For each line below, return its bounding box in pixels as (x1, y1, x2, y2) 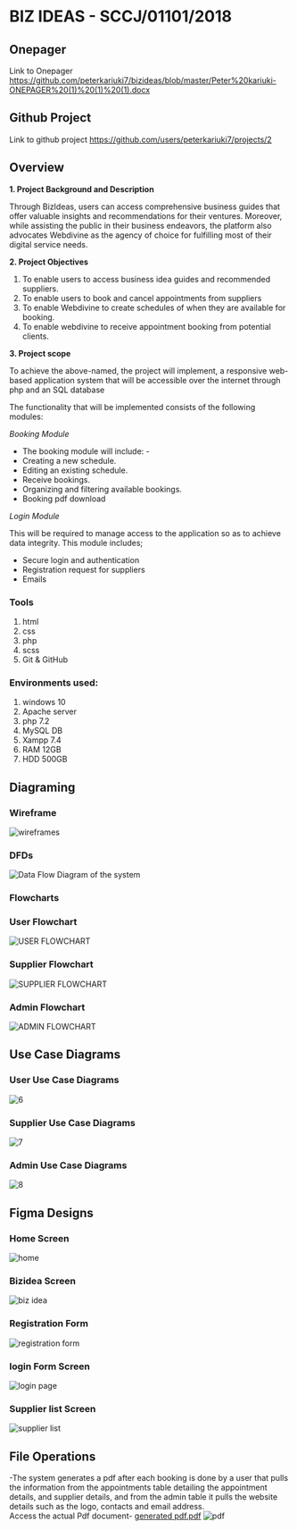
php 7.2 (21, 716, 50, 727)
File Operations (9, 1449, 96, 1464)
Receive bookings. (21, 474, 91, 484)
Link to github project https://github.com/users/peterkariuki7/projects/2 (9, 134, 272, 145)
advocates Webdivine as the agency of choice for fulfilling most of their (9, 230, 272, 240)
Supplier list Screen (9, 1402, 96, 1415)
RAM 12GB (21, 744, 62, 755)
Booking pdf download (21, 493, 106, 504)
